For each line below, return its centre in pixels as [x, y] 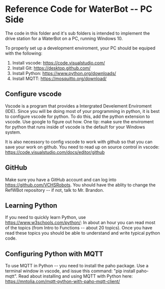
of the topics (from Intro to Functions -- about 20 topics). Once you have [79, 228]
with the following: [24, 53]
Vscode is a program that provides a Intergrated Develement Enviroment [78, 106]
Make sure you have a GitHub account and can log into [61, 180]
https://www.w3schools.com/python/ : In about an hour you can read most [80, 222]
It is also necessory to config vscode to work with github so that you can [79, 142]
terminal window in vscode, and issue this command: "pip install [70, 271]
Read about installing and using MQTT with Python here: [76, 276]
